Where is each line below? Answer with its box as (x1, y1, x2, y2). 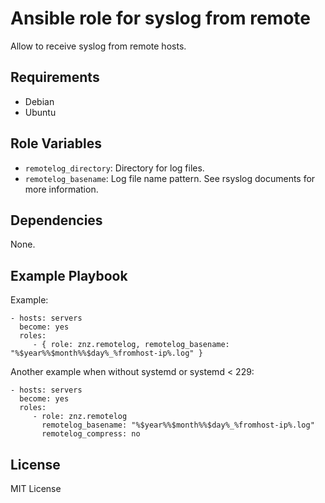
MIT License (10, 483, 62, 494)
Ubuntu (24, 106, 57, 118)
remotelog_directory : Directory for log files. (24, 162, 205, 174)
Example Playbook (10, 267, 128, 284)
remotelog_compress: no (41, 429, 141, 439)
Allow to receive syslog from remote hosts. (10, 40, 187, 52)
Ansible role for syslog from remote (10, 7, 311, 30)
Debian (24, 95, 55, 107)
